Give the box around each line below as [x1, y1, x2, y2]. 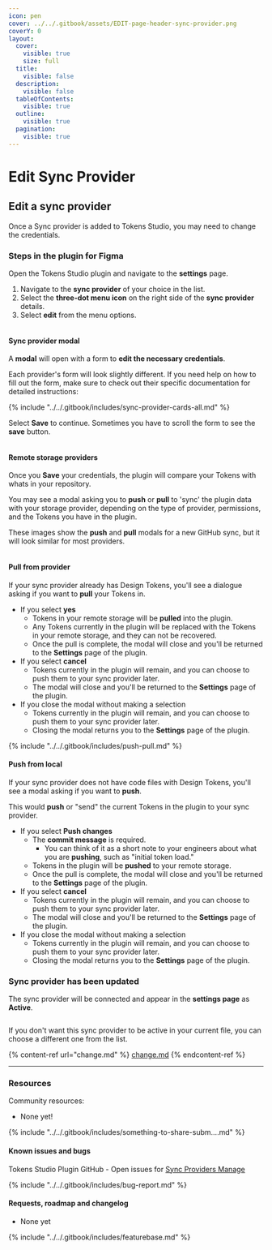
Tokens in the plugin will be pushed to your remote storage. [32, 861, 232, 870]
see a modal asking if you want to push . [8, 786, 142, 796]
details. [19, 301, 45, 311]
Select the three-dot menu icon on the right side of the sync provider [19, 293, 255, 303]
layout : [8, 34, 35, 43]
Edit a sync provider [8, 200, 112, 213]
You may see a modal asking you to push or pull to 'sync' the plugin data [8, 495, 253, 505]
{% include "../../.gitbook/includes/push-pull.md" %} [8, 741, 182, 750]
